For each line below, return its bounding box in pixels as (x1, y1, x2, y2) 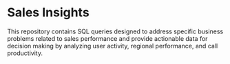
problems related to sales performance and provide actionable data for (7, 34, 208, 42)
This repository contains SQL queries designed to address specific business (7, 27, 224, 35)
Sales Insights (7, 5, 90, 20)
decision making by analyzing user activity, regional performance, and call (7, 42, 218, 50)
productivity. (7, 49, 43, 57)
